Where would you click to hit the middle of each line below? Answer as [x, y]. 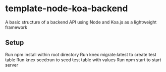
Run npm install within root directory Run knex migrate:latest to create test [81, 54]
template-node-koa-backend [66, 9]
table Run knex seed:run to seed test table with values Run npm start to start [83, 60]
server [12, 65]
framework [16, 27]
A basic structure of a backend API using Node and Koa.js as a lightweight [81, 22]
